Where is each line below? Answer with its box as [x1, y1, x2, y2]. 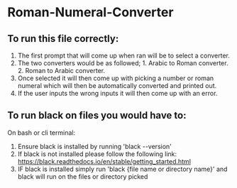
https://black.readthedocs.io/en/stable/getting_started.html [17, 157, 192, 165]
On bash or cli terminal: [7, 128, 76, 137]
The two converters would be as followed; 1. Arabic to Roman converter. [17, 59, 228, 67]
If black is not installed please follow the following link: [17, 150, 177, 158]
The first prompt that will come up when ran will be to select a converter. [17, 51, 231, 60]
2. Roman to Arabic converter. [17, 67, 106, 74]
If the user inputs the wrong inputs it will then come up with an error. [17, 89, 218, 97]
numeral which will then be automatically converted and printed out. [17, 82, 217, 89]
